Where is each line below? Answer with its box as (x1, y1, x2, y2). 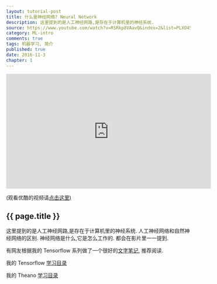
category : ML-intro (6, 30, 54, 36)
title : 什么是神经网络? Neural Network (6, 14, 97, 20)
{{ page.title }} (6, 211, 60, 221)
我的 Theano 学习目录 (6, 272, 58, 279)
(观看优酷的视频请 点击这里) (6, 194, 72, 201)
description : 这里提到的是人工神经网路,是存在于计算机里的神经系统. (6, 19, 154, 25)
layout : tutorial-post (6, 8, 61, 15)
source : (6, 24, 25, 31)
